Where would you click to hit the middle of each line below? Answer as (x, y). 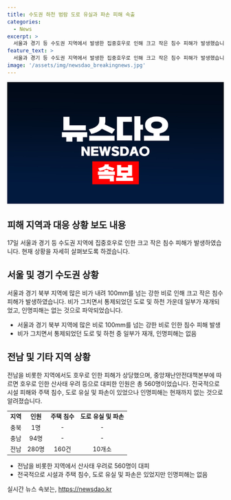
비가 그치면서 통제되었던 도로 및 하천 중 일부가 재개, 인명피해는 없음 (107, 333)
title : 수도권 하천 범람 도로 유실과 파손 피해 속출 (71, 14)
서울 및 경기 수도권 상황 (53, 275)
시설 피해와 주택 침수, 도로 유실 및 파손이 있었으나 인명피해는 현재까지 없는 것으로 (115, 392)
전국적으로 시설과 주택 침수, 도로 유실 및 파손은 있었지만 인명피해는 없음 (112, 474)
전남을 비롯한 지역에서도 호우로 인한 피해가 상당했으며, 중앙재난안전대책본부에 (111, 375)
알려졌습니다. (25, 401)
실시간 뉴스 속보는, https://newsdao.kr (59, 489)
